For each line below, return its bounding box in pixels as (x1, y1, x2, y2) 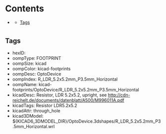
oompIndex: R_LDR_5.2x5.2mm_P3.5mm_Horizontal (12, 76, 118, 82)
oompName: (12, 81, 38, 87)
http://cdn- (108, 92, 130, 98)
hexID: (12, 50, 26, 56)
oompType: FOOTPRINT (12, 55, 61, 61)
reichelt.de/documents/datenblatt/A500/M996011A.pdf (12, 97, 125, 103)
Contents (5, 3, 45, 14)
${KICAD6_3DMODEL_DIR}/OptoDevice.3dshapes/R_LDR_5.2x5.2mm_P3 (12, 118, 161, 124)
